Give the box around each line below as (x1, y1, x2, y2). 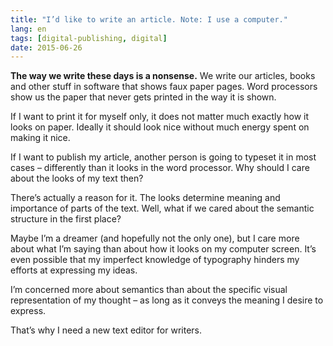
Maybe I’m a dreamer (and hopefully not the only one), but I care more (10, 232, 300, 245)
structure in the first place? (10, 213, 122, 225)
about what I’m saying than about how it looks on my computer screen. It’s (10, 243, 317, 255)
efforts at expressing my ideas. (10, 264, 138, 276)
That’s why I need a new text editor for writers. (10, 324, 202, 336)
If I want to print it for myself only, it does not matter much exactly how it (10, 111, 310, 123)
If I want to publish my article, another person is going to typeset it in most (10, 151, 317, 163)
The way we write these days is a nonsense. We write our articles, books (10, 70, 316, 82)
